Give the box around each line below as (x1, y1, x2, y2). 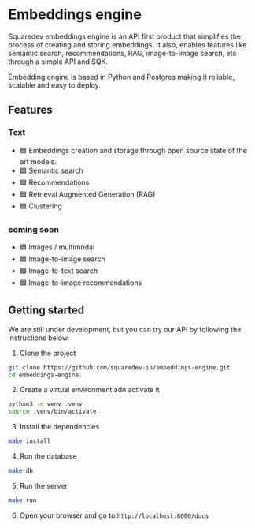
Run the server (19, 481, 68, 490)
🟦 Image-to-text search (19, 266, 98, 275)
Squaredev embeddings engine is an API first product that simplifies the (8, 32, 242, 41)
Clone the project (19, 348, 76, 358)
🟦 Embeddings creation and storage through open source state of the (19, 145, 248, 155)
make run (8, 496, 37, 504)
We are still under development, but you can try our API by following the (8, 324, 242, 334)
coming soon (8, 223, 59, 234)
